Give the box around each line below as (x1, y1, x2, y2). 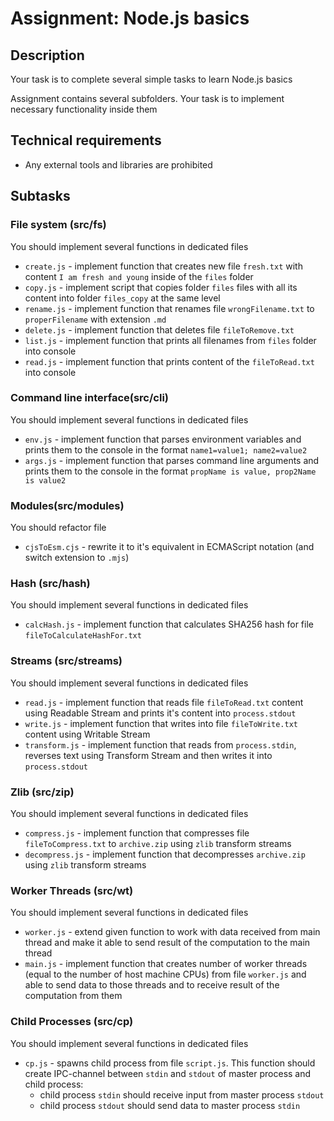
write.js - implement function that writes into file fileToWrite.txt (24, 717, 299, 729)
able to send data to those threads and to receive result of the (24, 979, 280, 991)
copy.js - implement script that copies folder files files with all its (24, 281, 298, 293)
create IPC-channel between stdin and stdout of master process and (24, 1067, 312, 1079)
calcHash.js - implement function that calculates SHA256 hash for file (24, 618, 314, 631)
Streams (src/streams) (10, 654, 123, 668)
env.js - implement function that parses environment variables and (24, 433, 302, 445)
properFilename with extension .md (24, 313, 167, 325)
